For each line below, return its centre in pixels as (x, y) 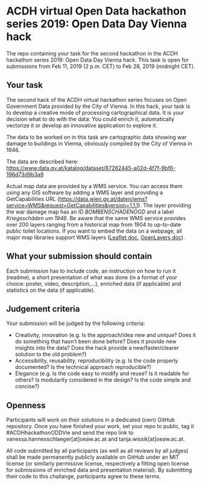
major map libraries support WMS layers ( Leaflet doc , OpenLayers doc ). (96, 237)
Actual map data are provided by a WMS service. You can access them (94, 186)
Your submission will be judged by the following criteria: (76, 323)
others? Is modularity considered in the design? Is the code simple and (103, 380)
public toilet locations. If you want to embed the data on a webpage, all (94, 231)
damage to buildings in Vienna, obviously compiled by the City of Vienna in (99, 144)
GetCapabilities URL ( (33, 199)
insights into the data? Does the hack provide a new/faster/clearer (97, 348)
